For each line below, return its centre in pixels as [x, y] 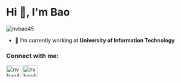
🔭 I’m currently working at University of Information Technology [95, 40]
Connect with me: [33, 56]
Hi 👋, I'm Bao [38, 12]
